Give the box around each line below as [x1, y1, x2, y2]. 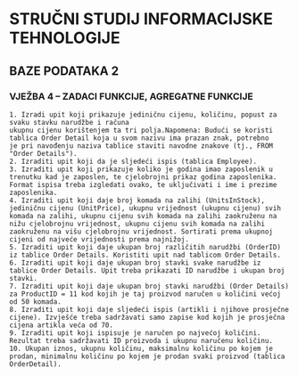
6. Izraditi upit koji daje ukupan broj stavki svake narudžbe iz [9, 258, 261, 267]
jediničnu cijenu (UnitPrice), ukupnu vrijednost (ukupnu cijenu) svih [9, 203, 281, 213]
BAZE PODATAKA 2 [9, 63, 119, 78]
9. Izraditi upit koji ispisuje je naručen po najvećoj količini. [9, 328, 261, 338]
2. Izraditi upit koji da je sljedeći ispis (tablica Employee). [9, 157, 257, 166]
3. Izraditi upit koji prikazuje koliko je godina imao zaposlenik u [9, 165, 274, 174]
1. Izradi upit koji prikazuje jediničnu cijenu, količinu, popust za [9, 110, 277, 119]
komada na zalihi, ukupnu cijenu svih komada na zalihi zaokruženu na [9, 211, 277, 220]
